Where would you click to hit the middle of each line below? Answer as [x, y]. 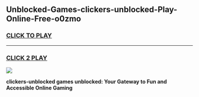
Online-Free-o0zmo [44, 19]
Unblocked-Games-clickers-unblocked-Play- [92, 10]
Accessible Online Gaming [39, 88]
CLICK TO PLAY [29, 36]
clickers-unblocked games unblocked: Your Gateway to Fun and [86, 81]
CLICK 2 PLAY [27, 58]
